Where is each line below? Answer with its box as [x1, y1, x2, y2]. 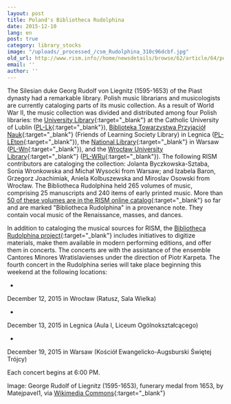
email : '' [7, 61, 36, 68]
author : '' [7, 67, 38, 74]
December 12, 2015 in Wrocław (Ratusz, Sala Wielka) [7, 294, 157, 302]
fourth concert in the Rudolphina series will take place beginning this [7, 260, 201, 269]
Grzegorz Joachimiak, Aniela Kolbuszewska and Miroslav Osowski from [7, 174, 210, 182]
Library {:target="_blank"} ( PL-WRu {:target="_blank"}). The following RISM [7, 152, 218, 160]
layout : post [7, 10, 45, 17]
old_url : [7, 55, 32, 62]
